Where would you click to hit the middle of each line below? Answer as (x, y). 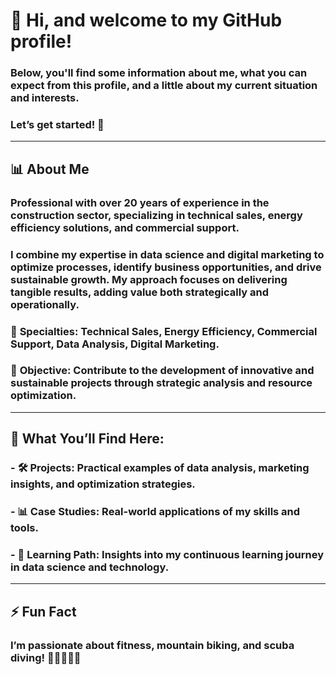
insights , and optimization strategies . (103, 484)
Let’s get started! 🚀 (57, 125)
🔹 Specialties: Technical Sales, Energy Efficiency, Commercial (164, 331)
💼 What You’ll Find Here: (87, 439)
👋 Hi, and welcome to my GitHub (146, 20)
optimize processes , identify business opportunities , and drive (166, 267)
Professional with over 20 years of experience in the (140, 202)
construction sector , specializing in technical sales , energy (156, 215)
